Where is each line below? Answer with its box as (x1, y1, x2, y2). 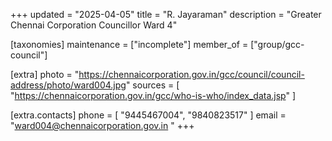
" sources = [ (125, 79, 180, 91)
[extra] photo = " (10, 69, 80, 80)
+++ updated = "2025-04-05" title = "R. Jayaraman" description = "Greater (10, 9, 322, 20)
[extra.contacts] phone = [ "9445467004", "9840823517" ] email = (10, 109, 287, 121)
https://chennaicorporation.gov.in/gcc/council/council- (78, 69, 305, 80)
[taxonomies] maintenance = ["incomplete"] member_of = (10, 39, 249, 50)
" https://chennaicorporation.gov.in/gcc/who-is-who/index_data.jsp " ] (10, 90, 297, 101)
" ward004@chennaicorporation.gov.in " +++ (10, 120, 195, 131)
